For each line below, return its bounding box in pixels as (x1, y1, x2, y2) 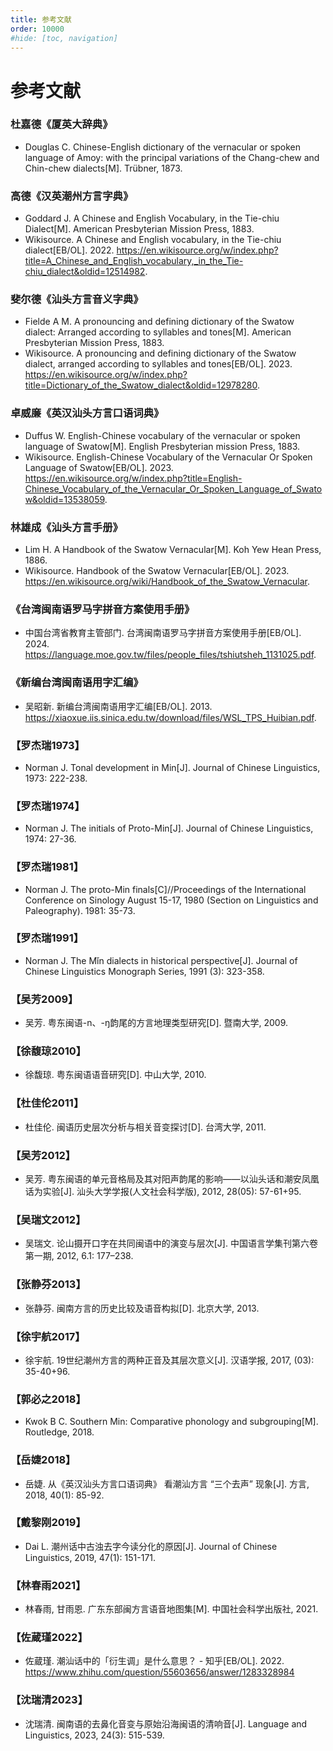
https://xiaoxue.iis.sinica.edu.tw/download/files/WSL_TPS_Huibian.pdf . (24, 711, 317, 723)
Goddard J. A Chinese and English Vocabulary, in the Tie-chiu (24, 212, 280, 225)
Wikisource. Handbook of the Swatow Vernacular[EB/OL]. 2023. (24, 565, 290, 577)
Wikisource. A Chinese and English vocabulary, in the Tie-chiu (24, 234, 282, 246)
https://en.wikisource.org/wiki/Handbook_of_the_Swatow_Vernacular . (24, 576, 311, 588)
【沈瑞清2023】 (10, 1693, 88, 1707)
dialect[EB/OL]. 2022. (24, 244, 115, 256)
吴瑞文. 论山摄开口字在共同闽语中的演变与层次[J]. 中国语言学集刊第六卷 (24, 1237, 318, 1250)
